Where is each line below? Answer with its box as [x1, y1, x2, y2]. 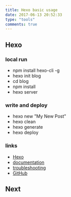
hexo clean [12, 119, 36, 125]
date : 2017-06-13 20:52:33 [5, 12, 62, 17]
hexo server [12, 89, 38, 95]
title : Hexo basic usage [5, 7, 58, 13]
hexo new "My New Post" [12, 113, 66, 120]
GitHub [12, 170, 28, 176]
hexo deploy [12, 129, 39, 135]
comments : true [5, 21, 38, 27]
